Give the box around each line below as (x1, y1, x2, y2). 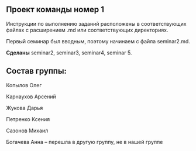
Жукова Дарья (6, 104, 43, 111)
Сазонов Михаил (6, 127, 49, 134)
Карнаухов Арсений (6, 93, 57, 100)
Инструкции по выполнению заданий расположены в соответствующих (6, 20, 187, 27)
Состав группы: (6, 66, 67, 76)
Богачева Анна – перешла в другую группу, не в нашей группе (6, 138, 163, 145)
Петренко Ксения (6, 115, 50, 122)
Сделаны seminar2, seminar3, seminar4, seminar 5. (6, 49, 132, 56)
